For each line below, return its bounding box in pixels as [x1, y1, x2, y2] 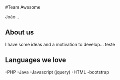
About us [5, 28, 34, 37]
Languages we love [5, 56, 66, 64]
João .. [5, 14, 19, 19]
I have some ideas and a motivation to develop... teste [5, 41, 116, 47]
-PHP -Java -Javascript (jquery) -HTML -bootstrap [5, 69, 109, 75]
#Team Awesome [5, 4, 41, 10]
